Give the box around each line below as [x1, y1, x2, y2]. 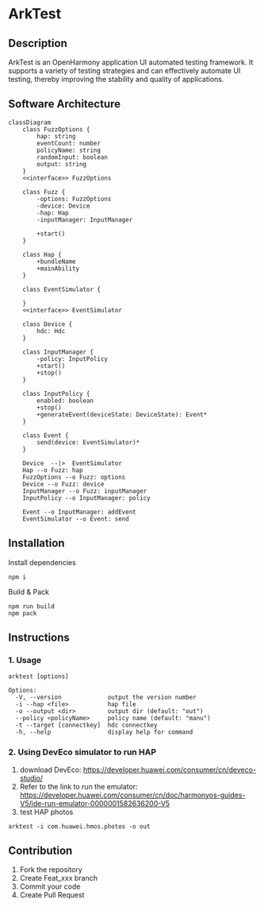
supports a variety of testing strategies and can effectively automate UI [8, 66, 241, 76]
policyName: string [36, 146, 101, 154]
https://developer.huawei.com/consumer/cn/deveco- [82, 765, 256, 774]
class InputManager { [22, 347, 94, 356]
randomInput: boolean [36, 153, 109, 161]
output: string [36, 160, 87, 168]
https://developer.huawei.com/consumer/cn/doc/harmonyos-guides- [19, 790, 246, 800]
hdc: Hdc [36, 327, 66, 335]
